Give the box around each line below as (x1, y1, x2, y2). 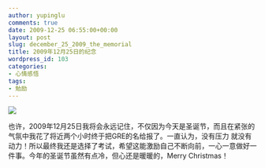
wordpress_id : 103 (8, 56, 69, 64)
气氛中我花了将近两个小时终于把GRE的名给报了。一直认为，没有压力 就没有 (8, 131, 252, 141)
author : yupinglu (8, 11, 65, 20)
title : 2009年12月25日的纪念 (8, 48, 97, 56)
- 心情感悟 (8, 70, 39, 78)
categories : (8, 63, 47, 71)
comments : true (8, 19, 58, 27)
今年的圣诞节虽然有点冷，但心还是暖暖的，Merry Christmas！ (28, 151, 229, 161)
